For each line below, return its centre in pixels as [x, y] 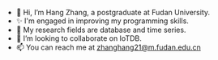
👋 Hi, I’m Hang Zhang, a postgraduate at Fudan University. [113, 12]
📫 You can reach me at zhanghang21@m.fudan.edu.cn [108, 47]
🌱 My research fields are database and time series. [101, 30]
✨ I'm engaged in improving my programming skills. [102, 21]
